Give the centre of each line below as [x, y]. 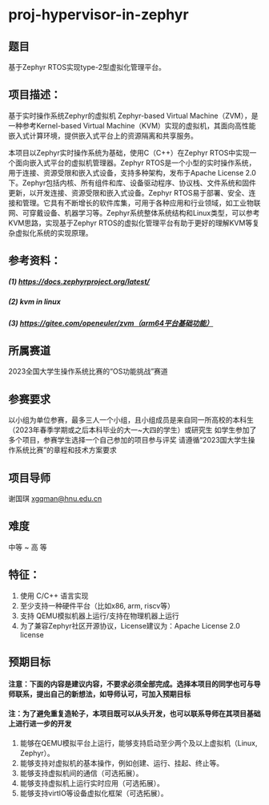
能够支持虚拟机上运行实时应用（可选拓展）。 [92, 783]
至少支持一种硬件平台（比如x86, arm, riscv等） [97, 605]
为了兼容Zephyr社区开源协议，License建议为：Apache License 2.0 [130, 625]
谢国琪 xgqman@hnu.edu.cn [55, 498]
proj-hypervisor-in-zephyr [99, 15]
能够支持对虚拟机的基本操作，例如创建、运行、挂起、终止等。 [122, 763]
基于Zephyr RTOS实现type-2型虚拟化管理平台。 [87, 67]
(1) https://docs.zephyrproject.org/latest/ [79, 281]
